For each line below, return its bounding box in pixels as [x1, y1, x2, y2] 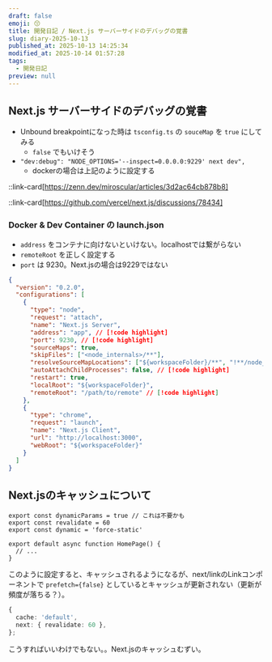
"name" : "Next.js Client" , [29, 426, 121, 435]
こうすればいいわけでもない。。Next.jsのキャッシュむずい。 [8, 644, 206, 654]
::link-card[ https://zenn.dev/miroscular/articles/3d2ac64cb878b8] [8, 182, 229, 192]
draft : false [8, 11, 53, 20]
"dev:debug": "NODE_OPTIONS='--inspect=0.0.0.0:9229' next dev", [19, 158, 245, 166]
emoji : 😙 [8, 19, 40, 28]
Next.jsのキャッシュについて [8, 488, 152, 502]
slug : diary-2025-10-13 [8, 34, 89, 43]
